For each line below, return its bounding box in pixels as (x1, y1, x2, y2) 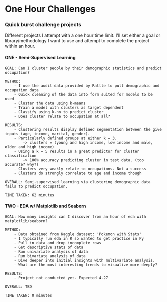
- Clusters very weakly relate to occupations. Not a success (14, 166, 146, 171)
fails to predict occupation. (5, 184, 68, 189)
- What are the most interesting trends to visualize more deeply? (14, 262, 157, 267)
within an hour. (5, 43, 36, 49)
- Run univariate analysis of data (14, 249, 88, 254)
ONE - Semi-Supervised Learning (5, 55, 76, 61)
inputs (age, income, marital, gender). (5, 131, 91, 136)
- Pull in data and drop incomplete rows (14, 240, 101, 245)
